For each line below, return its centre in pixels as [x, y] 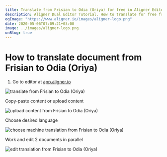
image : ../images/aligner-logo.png [42, 28]
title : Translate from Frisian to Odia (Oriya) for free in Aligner [78, 10]
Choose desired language [32, 120]
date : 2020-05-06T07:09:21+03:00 [40, 24]
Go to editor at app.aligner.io [42, 81]
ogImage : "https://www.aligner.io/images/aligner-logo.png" [69, 19]
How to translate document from [74, 57]
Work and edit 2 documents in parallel [44, 139]
